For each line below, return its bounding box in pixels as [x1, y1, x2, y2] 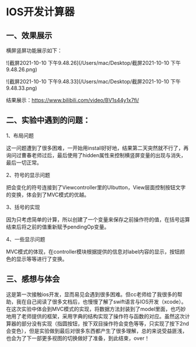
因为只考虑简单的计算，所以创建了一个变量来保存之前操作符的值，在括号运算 [6, 216, 190, 223]
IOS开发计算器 [6, 5, 75, 19]
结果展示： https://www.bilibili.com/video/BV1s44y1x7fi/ [6, 97, 139, 103]
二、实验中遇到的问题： [6, 115, 90, 126]
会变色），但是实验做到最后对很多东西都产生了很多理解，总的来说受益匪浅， [6, 327, 188, 334]
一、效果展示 [6, 30, 52, 40]
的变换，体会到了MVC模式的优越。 [6, 191, 90, 198]
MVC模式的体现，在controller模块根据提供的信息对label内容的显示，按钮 [6, 248, 180, 255]
